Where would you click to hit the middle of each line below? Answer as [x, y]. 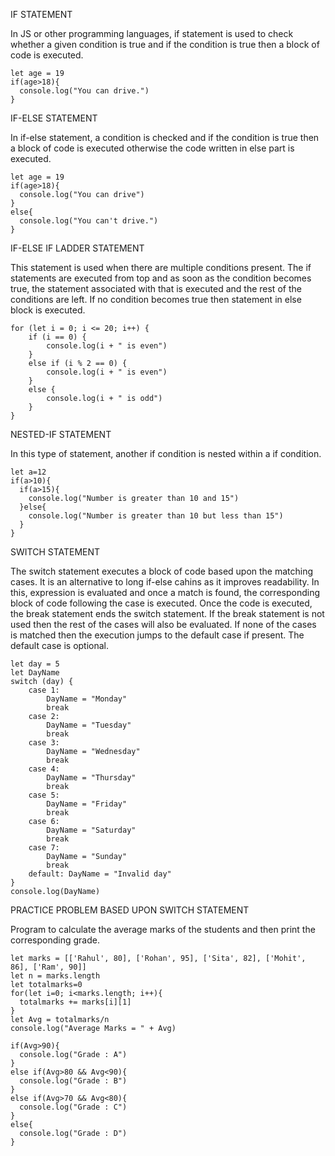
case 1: [44, 690]
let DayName [35, 673]
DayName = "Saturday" [91, 830]
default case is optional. [60, 645]
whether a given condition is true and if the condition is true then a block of [165, 44]
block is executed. [48, 310]
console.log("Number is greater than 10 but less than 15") [156, 516]
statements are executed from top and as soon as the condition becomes [161, 278]
